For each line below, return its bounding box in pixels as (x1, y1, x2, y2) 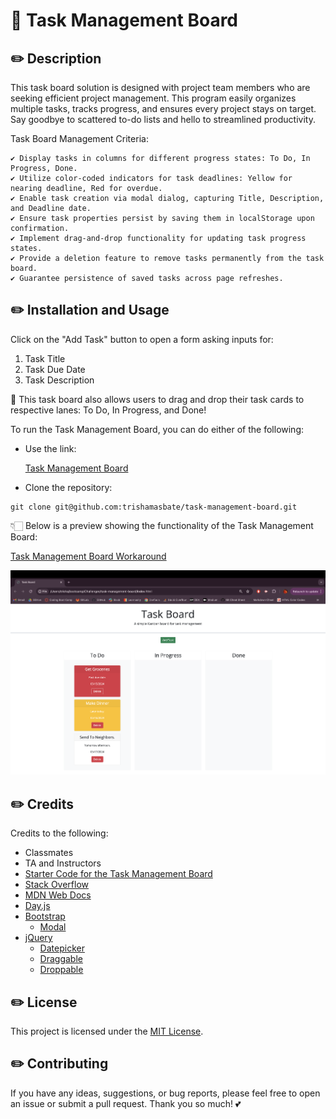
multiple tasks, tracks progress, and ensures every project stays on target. (10, 103, 317, 114)
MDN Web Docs (24, 889, 92, 901)
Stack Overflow (24, 879, 90, 891)
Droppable (39, 964, 84, 976)
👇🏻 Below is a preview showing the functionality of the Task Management (10, 519, 314, 531)
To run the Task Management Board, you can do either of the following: (10, 423, 305, 435)
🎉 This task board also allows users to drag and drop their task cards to (10, 393, 305, 405)
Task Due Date (24, 363, 86, 375)
